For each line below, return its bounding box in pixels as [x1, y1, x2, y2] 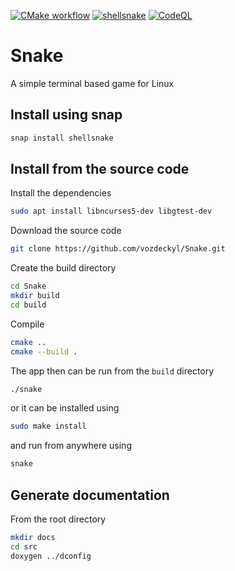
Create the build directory [10, 262, 117, 274]
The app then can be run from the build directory [10, 365, 215, 377]
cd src [10, 541, 38, 552]
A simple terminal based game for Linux [10, 77, 175, 89]
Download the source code [10, 225, 122, 237]
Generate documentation [10, 486, 170, 504]
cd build [10, 300, 47, 310]
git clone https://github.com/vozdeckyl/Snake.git [10, 244, 226, 254]
